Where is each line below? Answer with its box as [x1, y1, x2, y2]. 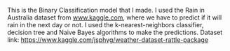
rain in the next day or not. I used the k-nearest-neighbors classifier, [7, 21, 204, 29]
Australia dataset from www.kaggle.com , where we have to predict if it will [7, 13, 222, 22]
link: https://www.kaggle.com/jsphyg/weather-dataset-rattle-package [7, 36, 209, 44]
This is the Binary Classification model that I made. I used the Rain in [7, 6, 205, 14]
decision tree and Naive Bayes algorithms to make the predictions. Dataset [7, 28, 223, 36]
